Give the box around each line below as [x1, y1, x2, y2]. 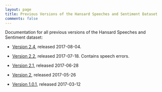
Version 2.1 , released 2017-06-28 [12, 62, 79, 68]
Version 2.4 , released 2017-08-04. [12, 44, 82, 50]
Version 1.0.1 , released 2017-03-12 [12, 81, 81, 87]
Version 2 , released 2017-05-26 [12, 72, 76, 78]
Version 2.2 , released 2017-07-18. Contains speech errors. [12, 53, 130, 59]
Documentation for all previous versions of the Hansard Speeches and [5, 30, 146, 35]
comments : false [5, 16, 38, 21]
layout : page [5, 7, 32, 12]
